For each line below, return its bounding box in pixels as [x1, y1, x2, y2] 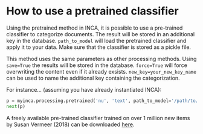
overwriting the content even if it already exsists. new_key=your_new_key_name [6, 68, 196, 75]
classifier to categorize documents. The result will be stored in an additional [6, 30, 195, 37]
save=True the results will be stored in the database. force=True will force [6, 62, 187, 69]
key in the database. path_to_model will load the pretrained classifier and [6, 37, 187, 44]
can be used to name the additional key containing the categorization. [6, 74, 180, 81]
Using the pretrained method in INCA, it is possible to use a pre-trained [6, 24, 183, 31]
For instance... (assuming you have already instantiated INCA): [6, 86, 162, 93]
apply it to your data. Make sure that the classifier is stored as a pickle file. [6, 43, 192, 51]
